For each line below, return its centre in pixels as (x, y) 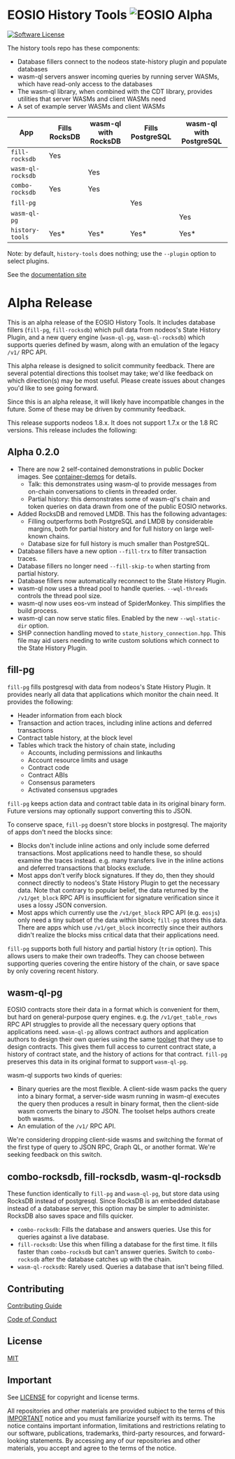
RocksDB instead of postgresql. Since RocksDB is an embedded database (114, 1201)
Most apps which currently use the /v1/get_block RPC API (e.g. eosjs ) (119, 912)
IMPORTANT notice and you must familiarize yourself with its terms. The (111, 1418)
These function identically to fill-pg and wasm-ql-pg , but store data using (113, 1194)
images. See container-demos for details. (77, 476)
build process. (38, 611)
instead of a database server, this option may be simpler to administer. (108, 1209)
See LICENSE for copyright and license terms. (73, 1397)
